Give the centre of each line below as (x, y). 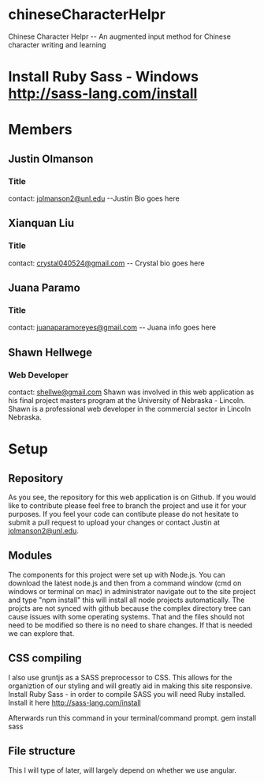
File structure (42, 751)
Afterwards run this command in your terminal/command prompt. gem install (132, 717)
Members (40, 130)
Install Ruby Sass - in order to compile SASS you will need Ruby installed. (127, 694)
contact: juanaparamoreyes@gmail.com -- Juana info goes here (112, 328)
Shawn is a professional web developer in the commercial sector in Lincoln (130, 409)
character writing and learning (57, 44)
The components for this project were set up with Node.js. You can (117, 574)
